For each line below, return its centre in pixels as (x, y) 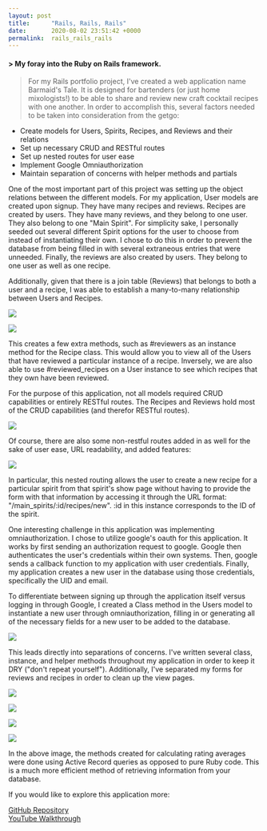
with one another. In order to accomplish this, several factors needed (141, 107)
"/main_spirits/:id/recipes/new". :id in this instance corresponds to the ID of (132, 506)
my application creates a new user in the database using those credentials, (132, 572)
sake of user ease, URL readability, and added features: (100, 450)
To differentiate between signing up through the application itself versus (127, 596)
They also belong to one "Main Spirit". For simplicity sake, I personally (123, 223)
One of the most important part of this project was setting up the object (126, 189)
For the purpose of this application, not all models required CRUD (116, 393)
